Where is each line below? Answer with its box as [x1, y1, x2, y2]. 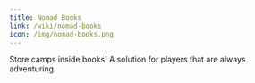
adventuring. [9, 63, 56, 74]
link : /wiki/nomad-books [9, 21, 102, 30]
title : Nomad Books [9, 12, 82, 22]
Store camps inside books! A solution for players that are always [9, 54, 246, 65]
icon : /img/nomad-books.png [9, 29, 115, 38]
